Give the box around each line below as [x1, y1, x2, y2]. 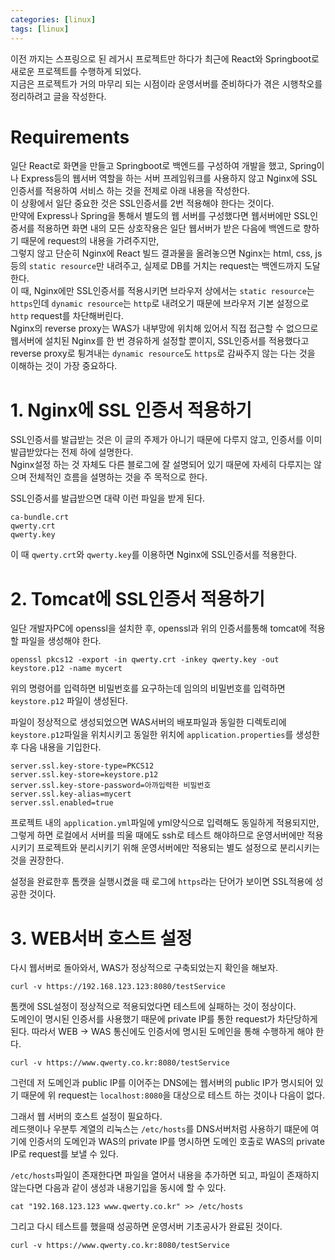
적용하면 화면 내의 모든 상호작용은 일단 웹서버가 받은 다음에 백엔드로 [36, 222, 302, 235]
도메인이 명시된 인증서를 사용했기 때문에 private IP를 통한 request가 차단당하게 [10, 1013, 318, 1025]
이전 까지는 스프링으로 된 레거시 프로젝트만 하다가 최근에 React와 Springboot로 [10, 52, 320, 65]
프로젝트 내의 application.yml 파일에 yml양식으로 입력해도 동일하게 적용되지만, [10, 817, 320, 829]
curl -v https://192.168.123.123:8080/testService [10, 982, 226, 992]
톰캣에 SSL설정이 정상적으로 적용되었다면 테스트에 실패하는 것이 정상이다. [10, 1001, 297, 1013]
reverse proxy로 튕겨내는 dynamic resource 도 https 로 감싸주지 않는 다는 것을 [10, 347, 316, 360]
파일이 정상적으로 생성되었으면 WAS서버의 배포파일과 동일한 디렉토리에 [10, 716, 287, 728]
